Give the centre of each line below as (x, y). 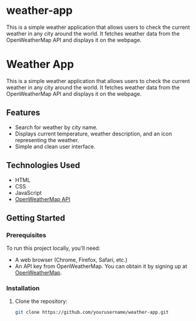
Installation (23, 288)
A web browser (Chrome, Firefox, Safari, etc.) (71, 260)
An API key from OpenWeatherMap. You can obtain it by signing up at (101, 266)
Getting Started (36, 218)
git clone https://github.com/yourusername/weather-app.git (92, 313)
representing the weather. (47, 140)
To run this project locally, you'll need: (53, 248)
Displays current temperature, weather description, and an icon (93, 134)
